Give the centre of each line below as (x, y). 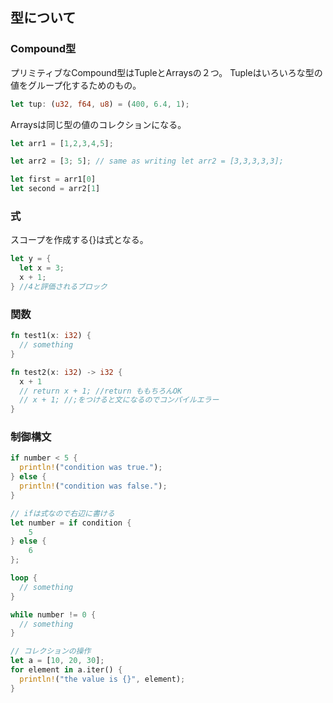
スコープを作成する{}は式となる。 (79, 240)
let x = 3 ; (42, 268)
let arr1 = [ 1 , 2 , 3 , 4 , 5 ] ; (62, 143)
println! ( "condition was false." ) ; (93, 486)
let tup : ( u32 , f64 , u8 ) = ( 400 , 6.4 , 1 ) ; (100, 104)
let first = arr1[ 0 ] (53, 179)
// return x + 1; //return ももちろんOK (101, 391)
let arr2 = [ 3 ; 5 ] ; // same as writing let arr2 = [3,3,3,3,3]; (147, 161)
